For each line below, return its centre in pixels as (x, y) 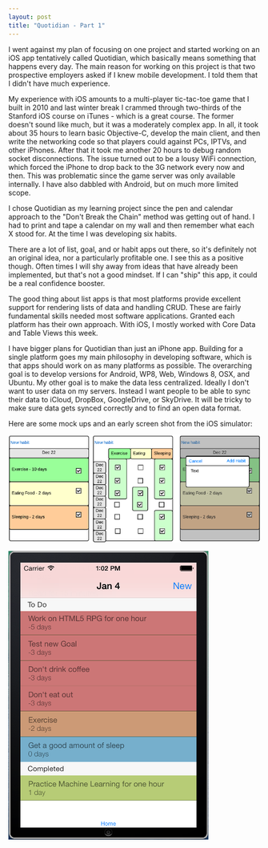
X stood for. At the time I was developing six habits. (93, 233)
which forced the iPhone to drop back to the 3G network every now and (127, 167)
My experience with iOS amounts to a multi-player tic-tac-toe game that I (129, 99)
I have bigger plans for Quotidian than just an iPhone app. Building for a (126, 348)
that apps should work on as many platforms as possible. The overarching (130, 365)
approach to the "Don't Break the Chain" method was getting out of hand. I (132, 216)
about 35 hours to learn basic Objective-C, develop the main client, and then (134, 133)
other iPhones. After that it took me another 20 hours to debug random (125, 150)
